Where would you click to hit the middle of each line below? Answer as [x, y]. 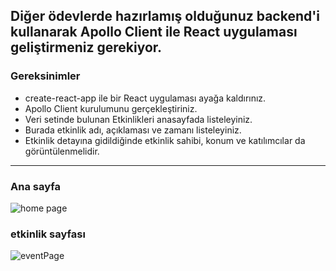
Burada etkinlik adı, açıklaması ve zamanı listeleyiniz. [133, 130]
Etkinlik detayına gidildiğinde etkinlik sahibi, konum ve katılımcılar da [165, 140]
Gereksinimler [45, 76]
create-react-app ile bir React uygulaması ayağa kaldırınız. [145, 98]
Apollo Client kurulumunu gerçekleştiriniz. [111, 108]
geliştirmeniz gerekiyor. [86, 47]
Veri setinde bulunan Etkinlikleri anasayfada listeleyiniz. [138, 119]
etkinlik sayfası [48, 234]
